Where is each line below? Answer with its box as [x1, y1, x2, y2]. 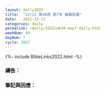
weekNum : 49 [5, 30, 30, 35]
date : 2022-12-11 [5, 16, 46, 21]
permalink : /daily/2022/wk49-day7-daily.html [5, 26, 101, 31]
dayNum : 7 [5, 35, 26, 40]
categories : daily [5, 21, 43, 26]
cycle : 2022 [5, 40, 30, 45]
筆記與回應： [5, 81, 36, 88]
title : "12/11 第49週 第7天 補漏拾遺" [5, 12, 82, 17]
